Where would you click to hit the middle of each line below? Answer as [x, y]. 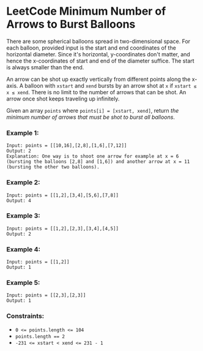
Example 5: [23, 283]
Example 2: [23, 183]
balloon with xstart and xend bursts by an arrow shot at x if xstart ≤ [110, 85]
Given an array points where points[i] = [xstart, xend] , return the [93, 110]
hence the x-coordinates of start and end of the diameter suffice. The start [100, 61]
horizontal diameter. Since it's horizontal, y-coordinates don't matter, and [98, 54]
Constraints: [25, 316]
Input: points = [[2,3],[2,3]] [46, 295]
